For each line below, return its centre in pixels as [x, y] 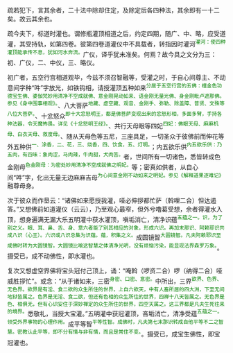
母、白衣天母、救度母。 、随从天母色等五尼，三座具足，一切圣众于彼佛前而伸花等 [116, 135]
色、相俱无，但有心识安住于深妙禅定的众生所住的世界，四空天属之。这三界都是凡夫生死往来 [116, 304]
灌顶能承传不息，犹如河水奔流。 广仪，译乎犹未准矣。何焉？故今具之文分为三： [112, 53]
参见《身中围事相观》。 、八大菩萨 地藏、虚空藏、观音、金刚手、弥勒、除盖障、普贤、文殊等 [116, 105]
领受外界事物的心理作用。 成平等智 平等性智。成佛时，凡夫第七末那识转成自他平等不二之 [113, 323]
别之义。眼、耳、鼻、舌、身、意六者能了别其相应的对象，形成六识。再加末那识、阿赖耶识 [113, 227]
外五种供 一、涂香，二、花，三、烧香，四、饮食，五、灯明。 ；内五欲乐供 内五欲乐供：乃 [115, 146]
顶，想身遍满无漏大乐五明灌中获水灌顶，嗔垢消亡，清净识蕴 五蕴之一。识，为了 [115, 219]
